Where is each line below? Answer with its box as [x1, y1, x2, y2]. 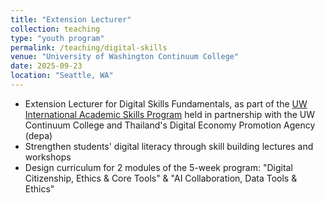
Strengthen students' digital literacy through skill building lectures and [24, 140, 314, 152]
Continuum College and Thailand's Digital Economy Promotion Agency [24, 119, 316, 131]
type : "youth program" [10, 33, 105, 43]
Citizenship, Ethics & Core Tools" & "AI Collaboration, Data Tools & [24, 172, 298, 184]
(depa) [24, 129, 53, 141]
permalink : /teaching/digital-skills [10, 42, 168, 53]
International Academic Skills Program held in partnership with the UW [24, 108, 315, 120]
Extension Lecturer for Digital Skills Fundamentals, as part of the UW [24, 97, 308, 110]
